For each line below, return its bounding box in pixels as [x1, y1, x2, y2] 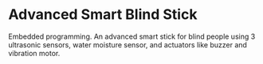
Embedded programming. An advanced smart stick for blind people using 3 [8, 32, 256, 41]
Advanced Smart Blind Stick [8, 6, 198, 24]
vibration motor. [8, 48, 61, 58]
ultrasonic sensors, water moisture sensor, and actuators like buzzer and [8, 40, 247, 49]
